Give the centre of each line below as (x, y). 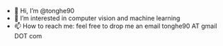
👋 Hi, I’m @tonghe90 (44, 11)
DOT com (28, 36)
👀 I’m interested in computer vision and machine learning (97, 18)
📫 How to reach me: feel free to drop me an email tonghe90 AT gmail (115, 26)
